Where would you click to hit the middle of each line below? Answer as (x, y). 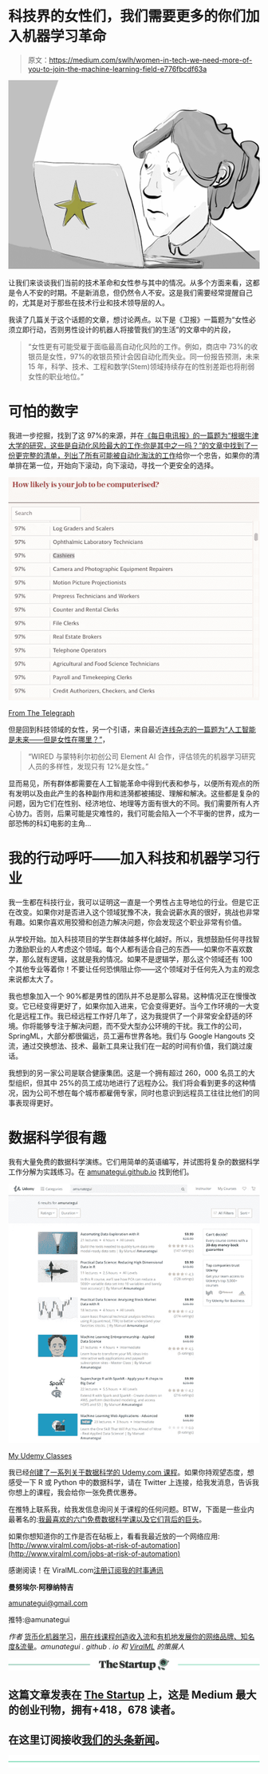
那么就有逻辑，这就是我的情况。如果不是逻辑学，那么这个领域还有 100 (137, 958)
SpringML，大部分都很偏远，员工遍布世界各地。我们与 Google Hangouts (127, 1036)
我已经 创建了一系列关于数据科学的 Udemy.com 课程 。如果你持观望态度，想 (132, 1472)
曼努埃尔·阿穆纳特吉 (41, 1587)
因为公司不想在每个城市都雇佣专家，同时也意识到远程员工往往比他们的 (137, 1093)
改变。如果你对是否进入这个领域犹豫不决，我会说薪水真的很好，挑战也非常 (137, 912)
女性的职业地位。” (55, 376)
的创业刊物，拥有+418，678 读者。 (95, 1710)
